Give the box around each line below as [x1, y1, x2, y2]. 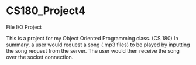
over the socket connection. [6, 53, 74, 60]
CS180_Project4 [6, 4, 86, 18]
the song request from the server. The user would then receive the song [6, 47, 180, 54]
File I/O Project [6, 23, 42, 30]
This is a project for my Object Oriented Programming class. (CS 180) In [6, 35, 178, 42]
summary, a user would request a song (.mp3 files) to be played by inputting [6, 41, 190, 48]
